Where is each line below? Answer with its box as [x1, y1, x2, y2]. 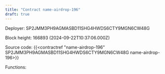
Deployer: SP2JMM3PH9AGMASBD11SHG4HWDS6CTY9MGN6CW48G [5, 25, 150, 31]
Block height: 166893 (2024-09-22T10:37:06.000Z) [5, 35, 110, 41]
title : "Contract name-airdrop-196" [5, 7, 81, 12]
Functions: [5, 64, 27, 70]
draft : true [5, 12, 30, 17]
